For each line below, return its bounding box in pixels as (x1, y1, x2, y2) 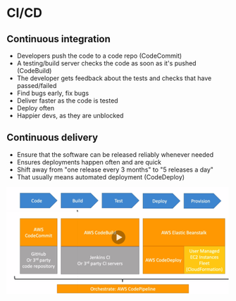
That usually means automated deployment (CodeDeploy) (16, 172, 185, 181)
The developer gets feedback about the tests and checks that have (16, 74, 212, 82)
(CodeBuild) (16, 67, 52, 75)
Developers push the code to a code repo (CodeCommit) (16, 51, 182, 60)
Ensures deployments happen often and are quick (16, 158, 161, 166)
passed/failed (16, 82, 57, 89)
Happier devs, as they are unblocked (16, 111, 124, 120)
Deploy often (16, 104, 54, 112)
